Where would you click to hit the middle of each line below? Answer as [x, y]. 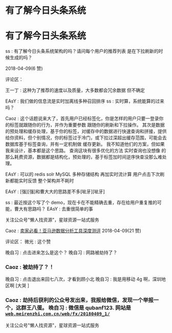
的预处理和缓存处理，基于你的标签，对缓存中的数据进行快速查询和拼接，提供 [86, 131]
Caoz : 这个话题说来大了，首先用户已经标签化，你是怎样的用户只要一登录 [82, 119]
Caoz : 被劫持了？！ [30, 267]
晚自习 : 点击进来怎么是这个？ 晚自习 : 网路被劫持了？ [61, 252]
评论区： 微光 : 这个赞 [28, 242]
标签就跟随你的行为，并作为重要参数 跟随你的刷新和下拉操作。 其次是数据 [87, 125]
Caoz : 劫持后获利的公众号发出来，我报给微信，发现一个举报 [79, 300]
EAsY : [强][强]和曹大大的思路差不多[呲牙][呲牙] [55, 192]
